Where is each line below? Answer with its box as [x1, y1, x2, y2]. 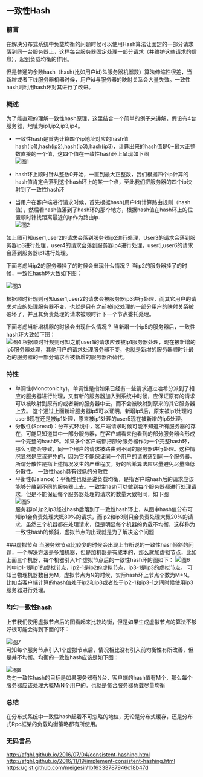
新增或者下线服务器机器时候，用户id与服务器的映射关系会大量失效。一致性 [6, 76, 191, 83]
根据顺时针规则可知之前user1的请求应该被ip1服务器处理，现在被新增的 [22, 338, 196, 346]
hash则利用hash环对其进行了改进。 [6, 83, 94, 91]
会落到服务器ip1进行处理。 [6, 249, 71, 256]
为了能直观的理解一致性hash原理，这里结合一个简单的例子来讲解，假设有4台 [6, 114, 196, 122]
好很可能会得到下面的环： [6, 625, 70, 633]
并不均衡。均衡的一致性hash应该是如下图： [11, 653, 119, 660]
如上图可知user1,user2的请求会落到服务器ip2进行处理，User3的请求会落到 [6, 234, 190, 241]
